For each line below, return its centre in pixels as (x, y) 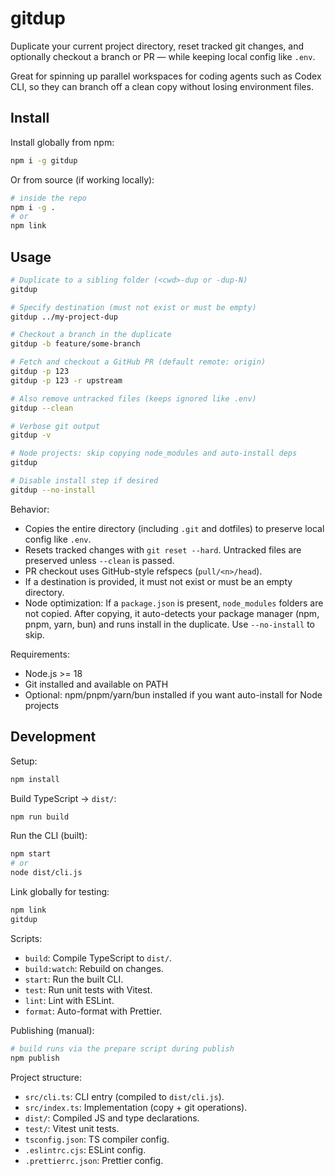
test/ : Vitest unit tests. (72, 1128)
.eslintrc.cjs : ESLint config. (85, 1149)
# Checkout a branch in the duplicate (91, 335)
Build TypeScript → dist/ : (63, 798)
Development (53, 737)
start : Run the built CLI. (74, 979)
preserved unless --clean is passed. (99, 560)
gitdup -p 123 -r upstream (66, 380)
